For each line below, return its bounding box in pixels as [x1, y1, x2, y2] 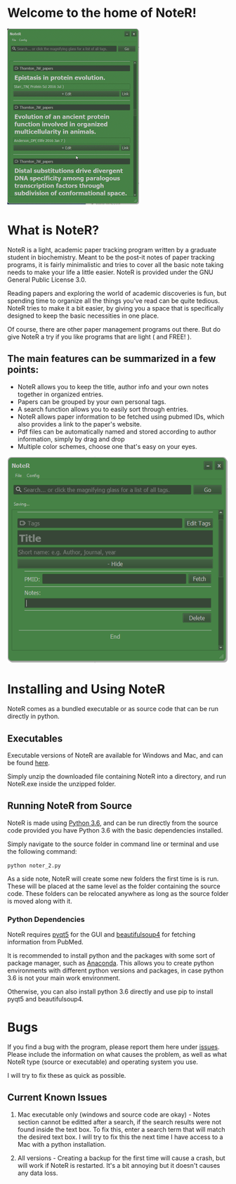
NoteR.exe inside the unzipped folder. [7, 779, 117, 788]
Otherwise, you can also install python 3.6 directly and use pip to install [7, 987, 214, 996]
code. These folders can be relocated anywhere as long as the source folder [7, 889, 229, 897]
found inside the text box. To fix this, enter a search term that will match [17, 1125, 225, 1133]
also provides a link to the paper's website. [17, 419, 142, 428]
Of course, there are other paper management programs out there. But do [7, 325, 221, 333]
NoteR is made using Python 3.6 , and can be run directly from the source [7, 819, 218, 827]
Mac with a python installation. [17, 1140, 107, 1148]
